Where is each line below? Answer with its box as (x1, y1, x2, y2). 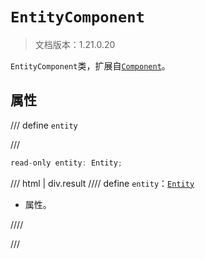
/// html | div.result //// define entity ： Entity (10, 177, 195, 189)
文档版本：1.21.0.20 (34, 38, 116, 50)
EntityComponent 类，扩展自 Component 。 (10, 59, 171, 72)
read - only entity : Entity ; (10, 158, 123, 168)
